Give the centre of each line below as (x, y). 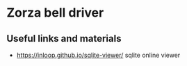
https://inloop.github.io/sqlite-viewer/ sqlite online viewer (98, 55)
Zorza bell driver (55, 13)
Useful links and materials (64, 39)
